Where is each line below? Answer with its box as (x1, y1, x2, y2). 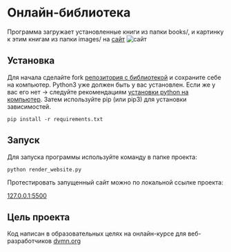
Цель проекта (7, 211, 70, 223)
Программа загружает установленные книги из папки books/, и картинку (7, 28, 224, 36)
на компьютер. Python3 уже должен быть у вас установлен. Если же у (7, 81, 216, 89)
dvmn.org (53, 237, 81, 245)
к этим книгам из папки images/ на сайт (7, 34, 125, 43)
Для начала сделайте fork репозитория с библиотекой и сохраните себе (7, 73, 222, 81)
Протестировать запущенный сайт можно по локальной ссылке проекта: (7, 178, 224, 187)
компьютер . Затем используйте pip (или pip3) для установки (7, 95, 188, 103)
